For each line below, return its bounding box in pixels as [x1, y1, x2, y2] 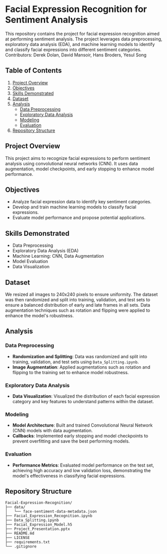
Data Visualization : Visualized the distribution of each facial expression [12, 393, 160, 399]
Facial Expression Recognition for [5, 3, 147, 15]
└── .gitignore [5, 544, 37, 549]
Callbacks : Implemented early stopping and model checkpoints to [12, 433, 149, 439]
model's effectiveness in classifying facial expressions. [12, 473, 126, 479]
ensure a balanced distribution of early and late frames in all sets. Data [5, 302, 151, 308]
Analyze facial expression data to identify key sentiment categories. [12, 199, 152, 205]
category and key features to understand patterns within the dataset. [12, 398, 154, 404]
